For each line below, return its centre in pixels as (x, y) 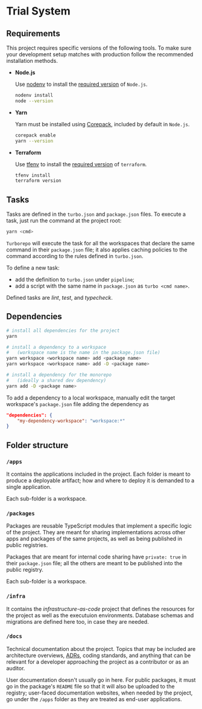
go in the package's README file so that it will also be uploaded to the (90, 686)
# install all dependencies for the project (63, 331)
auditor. (16, 668)
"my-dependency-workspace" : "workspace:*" (71, 421)
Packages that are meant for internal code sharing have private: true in (96, 557)
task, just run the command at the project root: (64, 221)
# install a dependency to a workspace (56, 347)
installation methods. (32, 61)
